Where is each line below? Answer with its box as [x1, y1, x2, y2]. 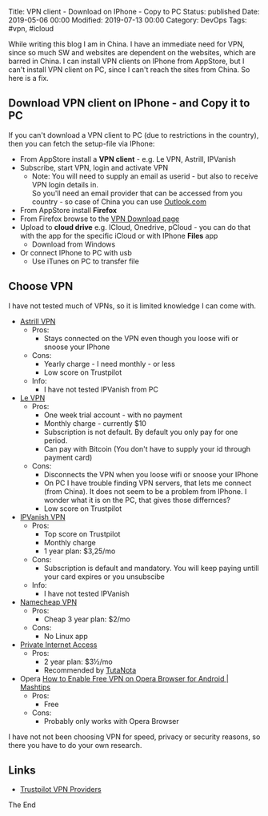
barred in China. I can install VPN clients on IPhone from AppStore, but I [8, 56, 245, 66]
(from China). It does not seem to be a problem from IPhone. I [43, 486, 247, 496]
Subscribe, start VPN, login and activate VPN [19, 163, 169, 172]
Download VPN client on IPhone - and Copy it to [8, 96, 250, 111]
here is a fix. [8, 74, 50, 82]
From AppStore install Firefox [19, 205, 118, 215]
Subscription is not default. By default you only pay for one [43, 427, 238, 436]
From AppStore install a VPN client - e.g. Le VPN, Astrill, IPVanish [19, 154, 236, 163]
